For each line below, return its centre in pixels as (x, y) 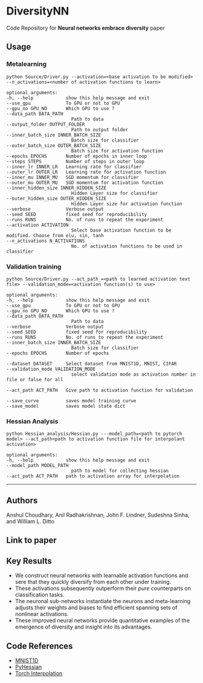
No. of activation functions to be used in (127, 246)
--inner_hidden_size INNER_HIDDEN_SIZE (56, 188)
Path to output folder (100, 129)
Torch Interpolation (39, 673)
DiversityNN (38, 11)
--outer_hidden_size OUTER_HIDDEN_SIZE (56, 198)
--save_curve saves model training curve (71, 400)
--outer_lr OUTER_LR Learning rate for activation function (86, 172)
